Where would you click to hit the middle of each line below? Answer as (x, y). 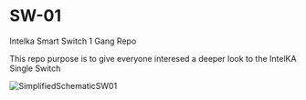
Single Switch (35, 68)
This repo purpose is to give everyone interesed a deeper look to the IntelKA (153, 58)
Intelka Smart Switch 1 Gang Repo (73, 41)
